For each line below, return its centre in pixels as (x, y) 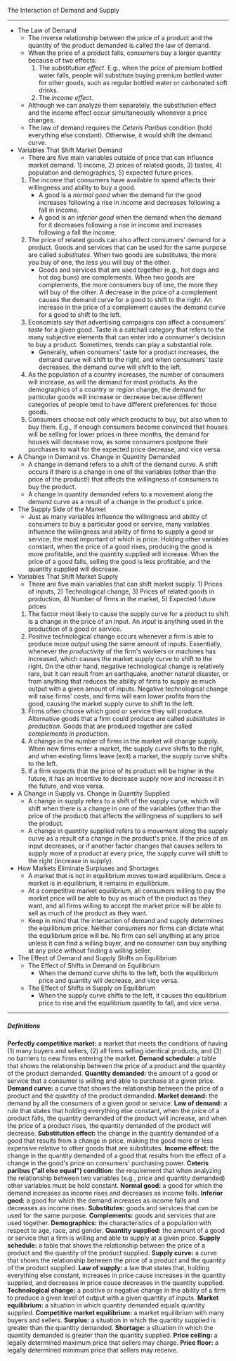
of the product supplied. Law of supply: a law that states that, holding (108, 1267)
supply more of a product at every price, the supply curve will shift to (128, 853)
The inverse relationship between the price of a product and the (120, 38)
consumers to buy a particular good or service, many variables (119, 524)
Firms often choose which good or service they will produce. (116, 711)
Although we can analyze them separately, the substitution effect (122, 105)
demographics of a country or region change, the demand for (117, 389)
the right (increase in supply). (71, 861)
